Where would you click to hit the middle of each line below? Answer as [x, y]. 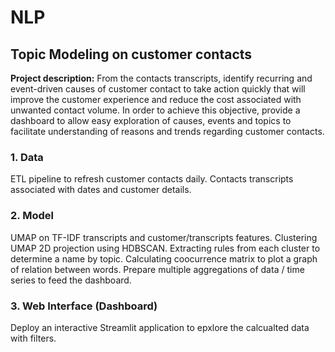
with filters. [33, 338]
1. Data [27, 157]
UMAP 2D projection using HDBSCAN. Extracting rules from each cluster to [165, 248]
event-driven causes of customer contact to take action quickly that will [158, 89]
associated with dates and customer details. [101, 190]
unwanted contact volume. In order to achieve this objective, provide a [155, 110]
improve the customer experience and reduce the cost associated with [156, 99]
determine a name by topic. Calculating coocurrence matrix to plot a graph [164, 258]
